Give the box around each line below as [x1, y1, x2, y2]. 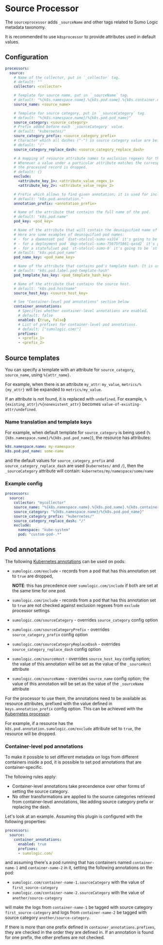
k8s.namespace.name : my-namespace [5, 444, 75, 449]
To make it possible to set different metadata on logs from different [5, 754, 139, 760]
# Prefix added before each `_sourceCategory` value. [14, 124, 125, 129]
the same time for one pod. [12, 587, 66, 593]
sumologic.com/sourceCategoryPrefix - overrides [12, 626, 110, 632]
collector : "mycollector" [14, 501, 66, 505]
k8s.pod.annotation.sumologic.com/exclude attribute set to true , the [5, 725, 141, 731]
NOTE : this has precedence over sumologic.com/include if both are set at [12, 583, 158, 588]
